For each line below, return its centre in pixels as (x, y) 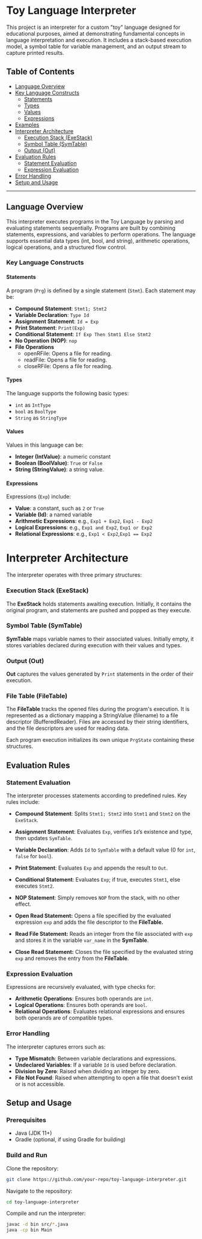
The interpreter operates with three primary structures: (74, 575)
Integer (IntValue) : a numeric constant (63, 457)
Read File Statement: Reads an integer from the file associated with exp (104, 934)
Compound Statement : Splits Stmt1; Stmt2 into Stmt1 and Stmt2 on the (103, 814)
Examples (27, 125)
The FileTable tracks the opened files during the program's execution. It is (98, 709)
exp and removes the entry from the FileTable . (72, 958)
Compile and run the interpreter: (46, 1213)
